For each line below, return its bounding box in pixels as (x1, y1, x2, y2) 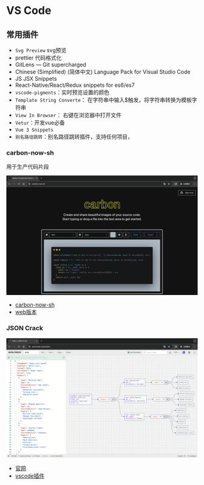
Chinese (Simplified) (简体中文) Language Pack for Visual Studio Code (15, 68, 191, 75)
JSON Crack (6, 324, 44, 333)
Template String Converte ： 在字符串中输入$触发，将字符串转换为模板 (15, 97, 192, 103)
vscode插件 (15, 472, 45, 480)
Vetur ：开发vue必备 (15, 119, 65, 126)
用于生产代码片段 (6, 163, 49, 171)
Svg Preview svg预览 (15, 47, 67, 53)
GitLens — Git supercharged (15, 61, 87, 68)
